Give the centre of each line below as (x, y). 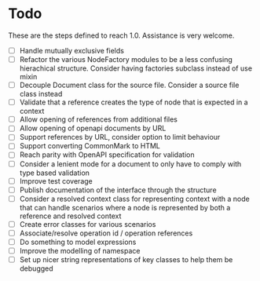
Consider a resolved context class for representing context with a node (134, 199)
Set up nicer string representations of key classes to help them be (126, 259)
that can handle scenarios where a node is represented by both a (125, 207)
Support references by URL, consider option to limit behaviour (120, 137)
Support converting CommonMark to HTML (90, 146)
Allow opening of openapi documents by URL (93, 128)
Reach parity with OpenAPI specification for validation (107, 155)
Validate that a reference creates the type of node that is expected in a (134, 102)
